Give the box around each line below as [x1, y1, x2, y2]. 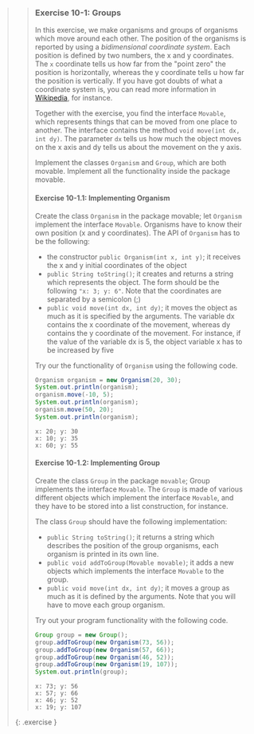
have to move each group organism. [46, 600, 166, 610]
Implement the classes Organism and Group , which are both [34, 158, 227, 168]
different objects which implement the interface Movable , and [34, 492, 234, 502]
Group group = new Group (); [34, 630, 128, 639]
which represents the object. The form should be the [46, 277, 220, 286]
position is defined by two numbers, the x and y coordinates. [34, 51, 234, 61]
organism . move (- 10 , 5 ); [34, 391, 115, 399]
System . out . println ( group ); [34, 668, 128, 677]
